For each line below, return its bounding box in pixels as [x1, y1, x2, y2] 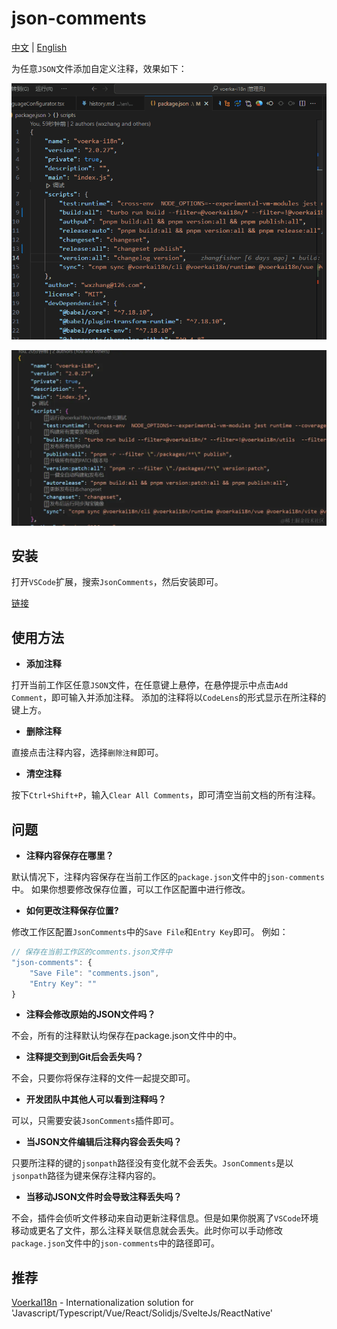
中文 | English [11, 41, 68, 53]
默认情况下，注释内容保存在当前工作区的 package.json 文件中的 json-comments [11, 871, 325, 883]
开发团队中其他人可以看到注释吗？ [25, 1093, 167, 1106]
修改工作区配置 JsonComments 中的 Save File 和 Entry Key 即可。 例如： [11, 926, 289, 938]
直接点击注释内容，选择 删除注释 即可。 [11, 747, 164, 759]
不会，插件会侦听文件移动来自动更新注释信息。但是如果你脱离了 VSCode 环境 [11, 1212, 319, 1224]
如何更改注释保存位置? [25, 905, 119, 917]
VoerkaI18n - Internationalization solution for [11, 1297, 194, 1309]
